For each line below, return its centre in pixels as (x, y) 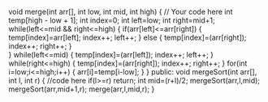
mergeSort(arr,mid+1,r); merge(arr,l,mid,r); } (82, 89)
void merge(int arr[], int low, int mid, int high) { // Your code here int (121, 12)
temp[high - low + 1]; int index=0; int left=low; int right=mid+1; (112, 20)
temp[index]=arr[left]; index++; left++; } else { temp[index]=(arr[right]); (128, 37)
